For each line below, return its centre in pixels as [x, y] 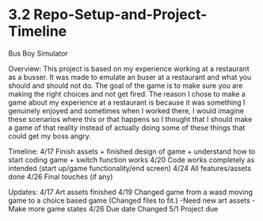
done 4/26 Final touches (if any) [61, 177]
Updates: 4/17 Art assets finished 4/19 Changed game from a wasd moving [131, 192]
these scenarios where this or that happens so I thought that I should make [130, 119]
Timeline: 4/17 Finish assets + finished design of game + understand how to [132, 151]
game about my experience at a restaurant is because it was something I [127, 102]
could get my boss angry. [50, 135]
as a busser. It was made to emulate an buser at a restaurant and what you [130, 77]
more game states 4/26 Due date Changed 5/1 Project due [123, 208]
